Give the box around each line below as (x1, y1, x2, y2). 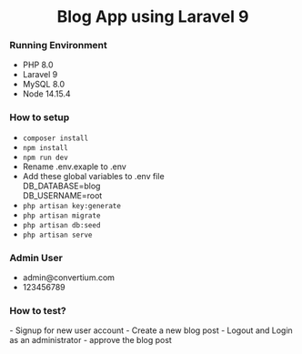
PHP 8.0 (22, 59, 54, 70)
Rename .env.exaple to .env (22, 161, 127, 172)
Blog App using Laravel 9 (56, 6, 249, 27)
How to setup (9, 111, 70, 124)
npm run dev (22, 153, 68, 162)
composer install (22, 134, 89, 143)
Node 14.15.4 (22, 88, 71, 99)
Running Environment (9, 39, 107, 52)
